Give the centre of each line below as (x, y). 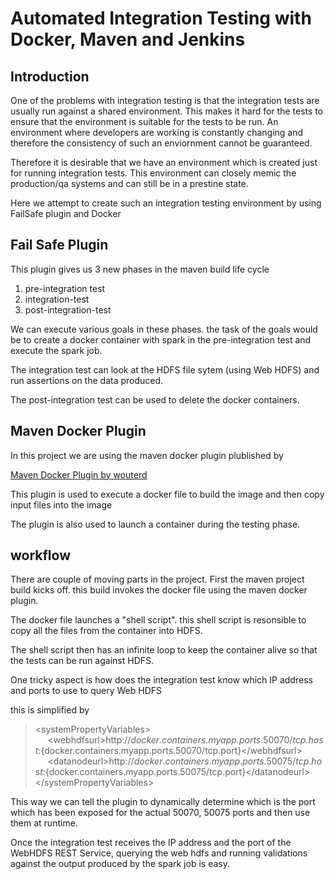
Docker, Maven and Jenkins (128, 39)
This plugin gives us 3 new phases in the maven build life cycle (140, 269)
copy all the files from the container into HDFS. (106, 631)
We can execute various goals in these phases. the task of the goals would (164, 329)
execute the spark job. (56, 350)
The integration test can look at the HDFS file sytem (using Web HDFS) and (165, 369)
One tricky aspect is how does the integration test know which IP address (161, 680)
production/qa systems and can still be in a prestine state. (129, 183)
